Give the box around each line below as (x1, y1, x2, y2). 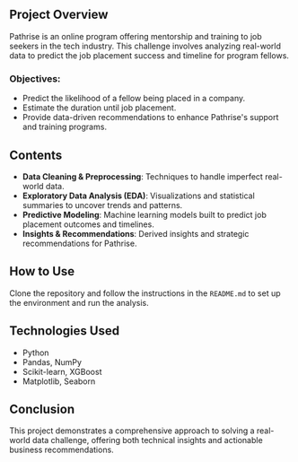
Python (22, 347, 49, 358)
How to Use (9, 264, 75, 279)
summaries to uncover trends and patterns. (22, 199, 183, 210)
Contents (9, 147, 63, 162)
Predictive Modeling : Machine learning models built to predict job (22, 209, 267, 220)
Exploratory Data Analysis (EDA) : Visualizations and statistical (22, 190, 256, 201)
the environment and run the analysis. (9, 297, 150, 308)
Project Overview (9, 7, 109, 22)
